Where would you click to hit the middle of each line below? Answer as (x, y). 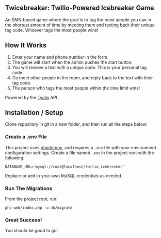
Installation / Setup (34, 113)
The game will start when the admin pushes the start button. (72, 62)
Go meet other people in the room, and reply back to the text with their (82, 78)
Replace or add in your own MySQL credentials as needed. (64, 176)
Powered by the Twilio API (31, 97)
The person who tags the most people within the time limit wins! (76, 88)
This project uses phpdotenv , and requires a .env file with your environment (81, 147)
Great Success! (24, 220)
